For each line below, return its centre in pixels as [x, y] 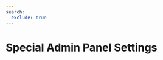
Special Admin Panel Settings [81, 48]
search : [16, 12]
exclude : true [29, 18]
